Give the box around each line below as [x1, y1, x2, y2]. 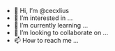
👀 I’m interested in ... [13, 14, 73, 22]
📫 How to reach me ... [13, 37, 79, 44]
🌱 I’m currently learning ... [13, 21, 89, 29]
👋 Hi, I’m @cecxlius [13, 7, 70, 14]
